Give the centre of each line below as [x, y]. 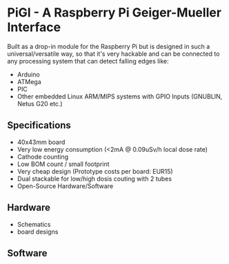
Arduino [28, 74]
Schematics [34, 224]
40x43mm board [41, 142]
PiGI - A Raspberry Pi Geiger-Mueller [114, 13]
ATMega [29, 81]
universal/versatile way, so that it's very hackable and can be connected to [113, 54]
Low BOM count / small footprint [63, 164]
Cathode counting [43, 156]
